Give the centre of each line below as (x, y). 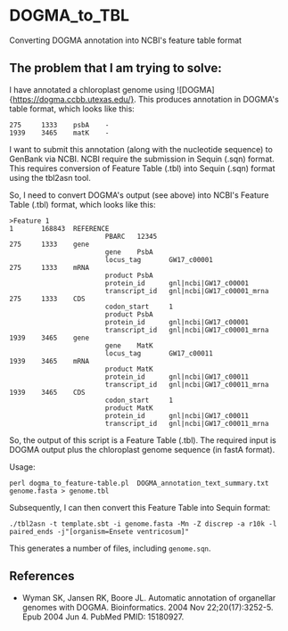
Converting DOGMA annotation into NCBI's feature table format (126, 40)
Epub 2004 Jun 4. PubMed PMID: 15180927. (103, 617)
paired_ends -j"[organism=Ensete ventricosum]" (99, 531)
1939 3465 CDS (48, 392)
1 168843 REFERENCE (59, 228)
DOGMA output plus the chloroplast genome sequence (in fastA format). (142, 449)
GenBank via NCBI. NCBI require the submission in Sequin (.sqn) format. (142, 159)
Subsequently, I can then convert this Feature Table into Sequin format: (140, 507)
